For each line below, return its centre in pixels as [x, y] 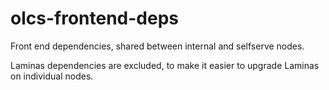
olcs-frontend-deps [94, 18]
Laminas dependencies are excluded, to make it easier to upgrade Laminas [165, 65]
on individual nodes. [52, 76]
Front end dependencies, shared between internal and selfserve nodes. [157, 46]
